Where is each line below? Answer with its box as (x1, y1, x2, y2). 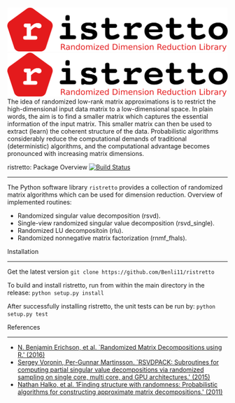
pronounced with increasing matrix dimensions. (7, 149, 145, 157)
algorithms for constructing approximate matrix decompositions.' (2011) (17, 388, 223, 396)
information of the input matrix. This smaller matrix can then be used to (7, 120, 212, 128)
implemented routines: (7, 197, 72, 206)
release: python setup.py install (7, 288, 104, 297)
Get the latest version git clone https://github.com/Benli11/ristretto (7, 267, 215, 276)
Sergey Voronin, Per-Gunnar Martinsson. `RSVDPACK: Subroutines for (17, 358, 219, 366)
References (7, 323, 41, 331)
